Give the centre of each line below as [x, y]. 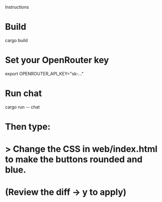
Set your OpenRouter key [57, 60]
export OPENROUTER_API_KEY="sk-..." [44, 73]
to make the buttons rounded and [74, 160]
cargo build [17, 40]
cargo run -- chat [22, 107]
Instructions [17, 7]
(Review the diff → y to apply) [66, 192]
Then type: [28, 127]
